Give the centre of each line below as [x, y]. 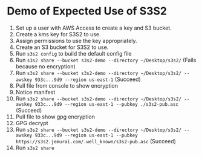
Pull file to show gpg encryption [55, 117]
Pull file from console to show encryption [67, 85]
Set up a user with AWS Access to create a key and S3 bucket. [93, 28]
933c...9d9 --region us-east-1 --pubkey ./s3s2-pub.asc [107, 104]
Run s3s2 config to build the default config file [73, 53]
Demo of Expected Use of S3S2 [87, 11]
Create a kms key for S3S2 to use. [58, 34]
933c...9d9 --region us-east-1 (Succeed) [88, 79]
